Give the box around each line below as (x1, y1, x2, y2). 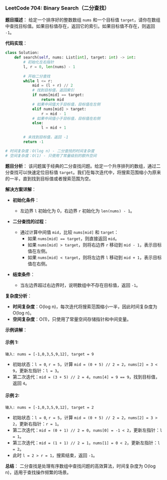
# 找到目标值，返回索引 (32, 88, 74, 93)
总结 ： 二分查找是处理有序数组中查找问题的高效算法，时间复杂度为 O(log (5, 463, 156, 469)
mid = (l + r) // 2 (32, 83, 73, 88)
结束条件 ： (12, 271, 35, 277)
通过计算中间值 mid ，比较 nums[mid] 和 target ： (20, 229, 119, 235)
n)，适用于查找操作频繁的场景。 (5, 469, 71, 475)
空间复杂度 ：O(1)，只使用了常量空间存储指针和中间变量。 (12, 316, 132, 322)
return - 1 (23, 139, 44, 144)
